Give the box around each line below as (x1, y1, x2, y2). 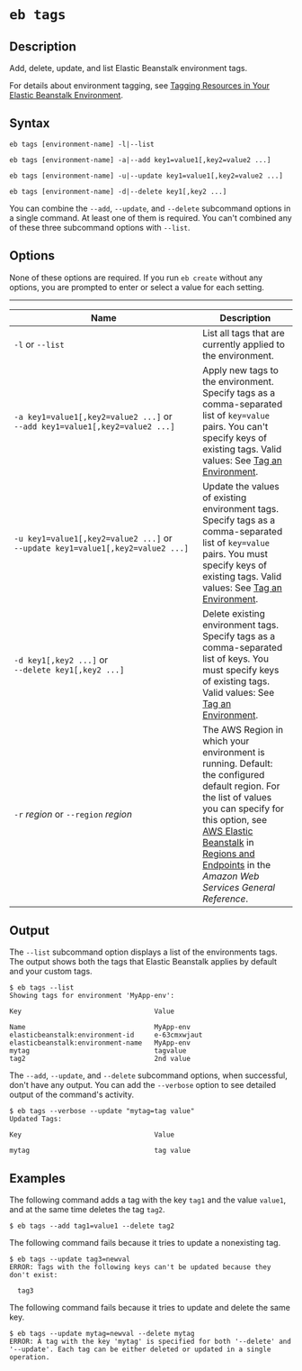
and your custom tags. (9, 966, 93, 977)
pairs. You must (201, 547, 268, 560)
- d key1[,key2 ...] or (13, 654, 109, 666)
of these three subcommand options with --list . (9, 222, 191, 233)
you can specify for (201, 802, 285, 815)
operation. (9, 1353, 50, 1362)
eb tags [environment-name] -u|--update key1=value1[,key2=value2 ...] (9, 171, 283, 180)
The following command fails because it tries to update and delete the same (9, 1302, 290, 1313)
